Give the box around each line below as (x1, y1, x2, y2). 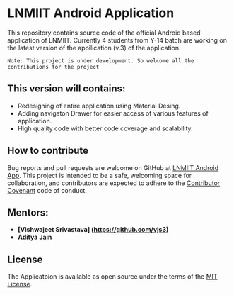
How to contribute (7, 145, 89, 157)
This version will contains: (7, 83, 126, 95)
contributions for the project (7, 63, 100, 70)
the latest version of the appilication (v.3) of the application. (7, 43, 181, 52)
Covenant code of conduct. (7, 186, 87, 194)
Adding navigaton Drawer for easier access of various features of (17, 108, 209, 118)
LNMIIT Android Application (7, 5, 175, 21)
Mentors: (7, 206, 49, 218)
